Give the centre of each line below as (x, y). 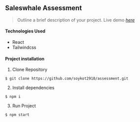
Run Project (24, 106)
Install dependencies (33, 88)
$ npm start (17, 115)
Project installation (25, 59)
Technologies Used (25, 31)
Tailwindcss (24, 47)
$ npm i (13, 97)
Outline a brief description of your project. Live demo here (76, 20)
